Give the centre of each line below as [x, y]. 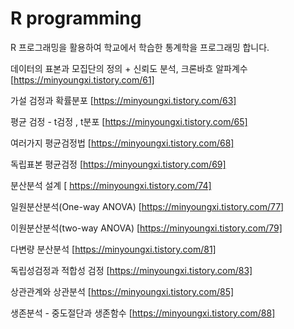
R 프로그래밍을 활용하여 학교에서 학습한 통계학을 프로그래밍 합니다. [140, 47]
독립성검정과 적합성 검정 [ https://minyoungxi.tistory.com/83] [131, 270]
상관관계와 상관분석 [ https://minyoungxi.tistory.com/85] [122, 291]
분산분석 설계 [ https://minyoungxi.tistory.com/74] [111, 185]
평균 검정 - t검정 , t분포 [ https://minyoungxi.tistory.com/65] [129, 121]
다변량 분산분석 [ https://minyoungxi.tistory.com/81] [113, 249]
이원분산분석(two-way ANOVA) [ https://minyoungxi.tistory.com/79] [146, 228]
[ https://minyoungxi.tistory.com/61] [82, 79]
